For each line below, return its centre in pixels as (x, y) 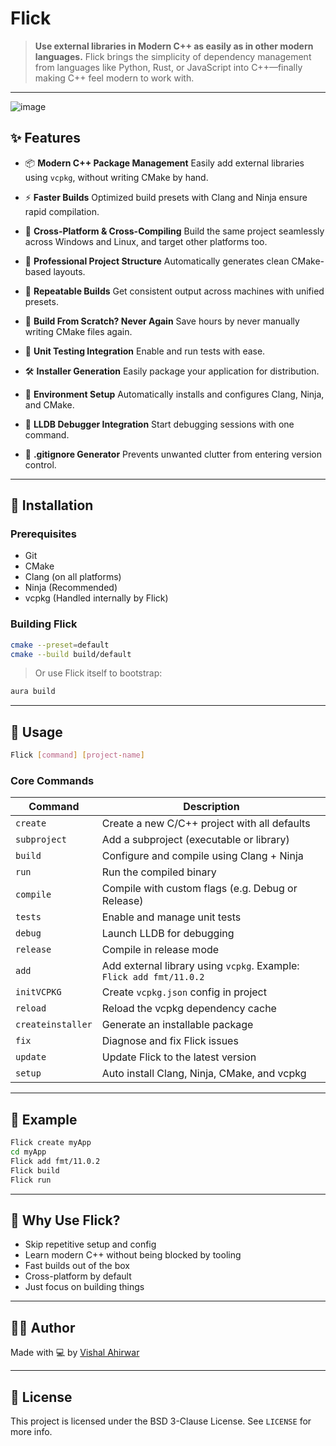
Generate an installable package (177, 1025)
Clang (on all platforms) (73, 577)
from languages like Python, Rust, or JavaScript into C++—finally (168, 67)
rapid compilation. (62, 211)
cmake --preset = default (60, 645)
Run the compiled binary (159, 872)
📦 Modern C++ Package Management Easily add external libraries (164, 163)
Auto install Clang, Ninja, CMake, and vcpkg (204, 1074)
